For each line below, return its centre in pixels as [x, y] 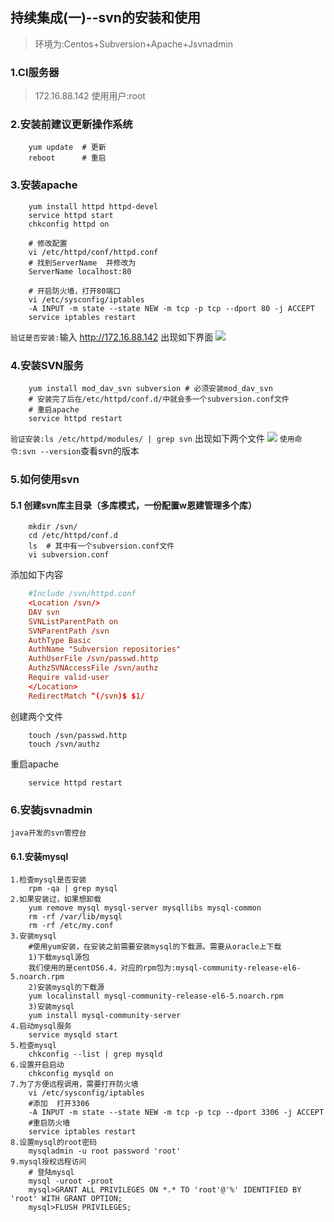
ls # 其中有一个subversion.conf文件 [101, 546]
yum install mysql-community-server [105, 1016]
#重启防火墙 [49, 1123]
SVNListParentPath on [73, 621]
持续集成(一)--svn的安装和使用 [105, 18]
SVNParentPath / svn [69, 631]
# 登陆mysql [51, 1173]
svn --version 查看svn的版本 [81, 451]
